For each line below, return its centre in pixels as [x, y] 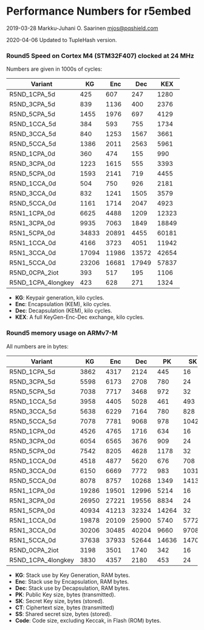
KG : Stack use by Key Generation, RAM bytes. [73, 575]
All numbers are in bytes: [37, 346]
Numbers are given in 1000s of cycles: [54, 69]
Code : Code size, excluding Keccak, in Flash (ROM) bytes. [88, 620]
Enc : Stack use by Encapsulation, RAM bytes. [72, 581]
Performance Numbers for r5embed [99, 11]
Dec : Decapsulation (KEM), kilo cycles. [63, 311]
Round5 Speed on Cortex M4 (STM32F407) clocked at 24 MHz [100, 55]
